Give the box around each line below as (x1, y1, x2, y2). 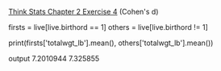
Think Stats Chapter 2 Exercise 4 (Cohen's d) (8, 7, 159, 16)
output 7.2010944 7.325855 (8, 54, 100, 63)
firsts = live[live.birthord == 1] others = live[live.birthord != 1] (8, 23, 208, 31)
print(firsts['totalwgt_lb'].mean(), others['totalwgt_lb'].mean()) (8, 38, 214, 48)
